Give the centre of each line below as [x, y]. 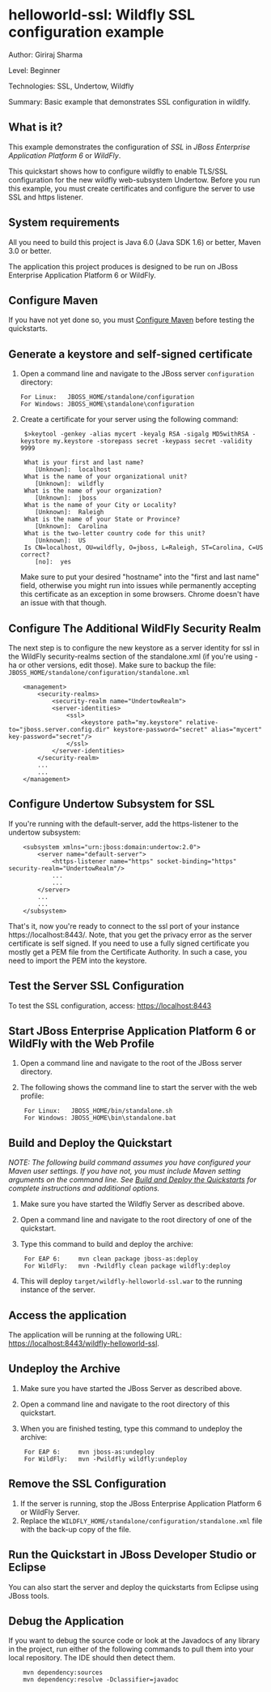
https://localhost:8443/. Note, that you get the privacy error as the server [130, 934]
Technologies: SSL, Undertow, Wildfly [71, 86]
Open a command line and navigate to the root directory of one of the [136, 1220]
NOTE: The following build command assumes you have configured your [130, 1162]
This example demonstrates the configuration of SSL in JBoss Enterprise [129, 147]
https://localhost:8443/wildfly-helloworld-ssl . [84, 1343]
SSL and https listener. [46, 197]
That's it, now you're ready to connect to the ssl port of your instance [124, 925]
